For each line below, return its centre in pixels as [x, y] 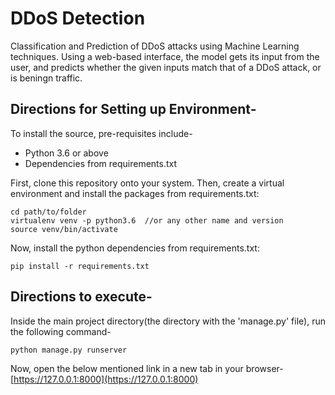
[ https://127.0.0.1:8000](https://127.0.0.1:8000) [104, 379]
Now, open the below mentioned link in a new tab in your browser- [147, 368]
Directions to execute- [81, 297]
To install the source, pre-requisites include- [101, 133]
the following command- [61, 331]
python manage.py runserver [69, 350]
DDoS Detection [78, 18]
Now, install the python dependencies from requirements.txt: [135, 248]
